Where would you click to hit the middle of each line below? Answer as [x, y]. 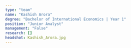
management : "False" [27, 28]
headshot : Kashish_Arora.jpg [35, 38]
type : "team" [19, 10]
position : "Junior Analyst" [34, 24]
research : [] [19, 33]
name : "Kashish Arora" [29, 14]
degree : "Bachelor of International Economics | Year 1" [66, 19]
